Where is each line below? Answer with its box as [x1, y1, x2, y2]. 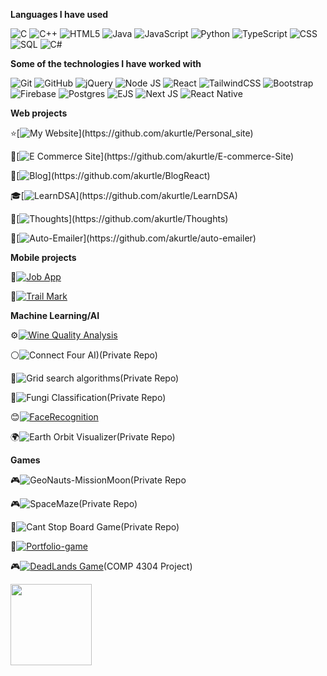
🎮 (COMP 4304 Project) [10, 560, 193, 572]
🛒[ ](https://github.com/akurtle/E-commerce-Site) [10, 150, 295, 162]
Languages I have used [10, 9, 109, 20]
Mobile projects [10, 252, 77, 263]
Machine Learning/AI [10, 310, 100, 321]
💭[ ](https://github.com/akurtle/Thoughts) [10, 213, 229, 224]
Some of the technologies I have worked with [10, 58, 202, 69]
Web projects [10, 107, 68, 119]
